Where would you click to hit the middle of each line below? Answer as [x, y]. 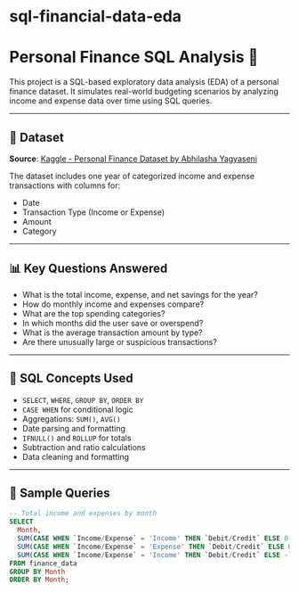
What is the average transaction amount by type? [112, 333]
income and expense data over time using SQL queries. [111, 101]
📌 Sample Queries [60, 493]
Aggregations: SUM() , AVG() [71, 419]
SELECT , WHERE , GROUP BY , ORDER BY [83, 399]
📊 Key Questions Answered [89, 269]
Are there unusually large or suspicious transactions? [120, 341]
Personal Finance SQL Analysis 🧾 [134, 58]
